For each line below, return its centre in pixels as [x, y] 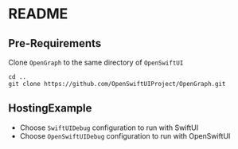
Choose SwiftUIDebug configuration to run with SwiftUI [109, 127]
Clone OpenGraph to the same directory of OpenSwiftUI [96, 62]
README [38, 14]
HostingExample [50, 108]
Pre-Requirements [55, 43]
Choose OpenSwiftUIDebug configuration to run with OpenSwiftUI [125, 135]
